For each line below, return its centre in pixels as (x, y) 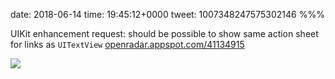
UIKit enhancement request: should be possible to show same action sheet (164, 33)
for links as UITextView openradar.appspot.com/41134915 (127, 44)
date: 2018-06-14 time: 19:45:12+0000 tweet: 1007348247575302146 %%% (167, 14)
